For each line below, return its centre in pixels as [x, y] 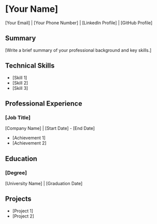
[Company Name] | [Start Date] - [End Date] [50, 128]
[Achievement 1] [29, 138]
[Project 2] [23, 216]
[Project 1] [23, 211]
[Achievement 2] [29, 143]
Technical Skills [30, 66]
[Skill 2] [20, 83]
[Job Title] [18, 117]
